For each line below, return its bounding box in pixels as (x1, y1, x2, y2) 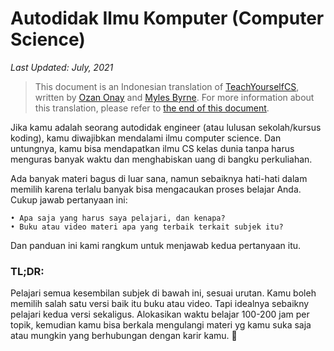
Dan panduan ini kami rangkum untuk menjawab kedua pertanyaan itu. (10, 239, 302, 251)
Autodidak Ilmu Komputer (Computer (10, 7, 325, 30)
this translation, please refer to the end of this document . (34, 102, 270, 114)
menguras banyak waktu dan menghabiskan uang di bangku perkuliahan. (10, 153, 313, 165)
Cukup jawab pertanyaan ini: (10, 193, 128, 206)
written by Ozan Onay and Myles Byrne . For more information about (34, 91, 315, 103)
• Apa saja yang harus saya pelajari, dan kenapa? (10, 213, 226, 223)
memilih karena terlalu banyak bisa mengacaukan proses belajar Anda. (10, 183, 302, 195)
